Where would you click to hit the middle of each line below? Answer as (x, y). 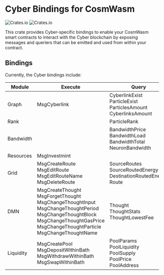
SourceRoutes (126, 163)
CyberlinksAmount (131, 114)
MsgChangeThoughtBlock (67, 214)
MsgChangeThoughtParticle (69, 227)
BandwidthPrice (128, 129)
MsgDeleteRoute (56, 182)
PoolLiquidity (124, 247)
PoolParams (123, 241)
